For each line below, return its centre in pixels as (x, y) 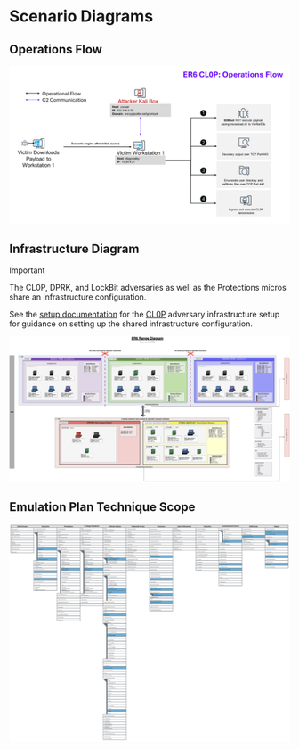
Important (27, 270)
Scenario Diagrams (81, 16)
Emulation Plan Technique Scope (102, 507)
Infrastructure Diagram (74, 248)
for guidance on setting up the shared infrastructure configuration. (131, 324)
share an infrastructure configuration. (78, 297)
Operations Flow (56, 49)
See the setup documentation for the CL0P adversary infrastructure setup (145, 315)
